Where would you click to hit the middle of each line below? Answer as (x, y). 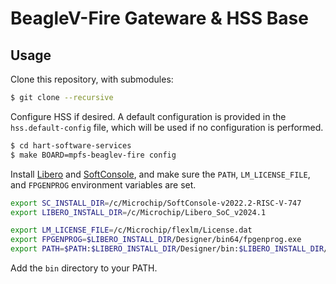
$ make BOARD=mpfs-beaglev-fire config (93, 155)
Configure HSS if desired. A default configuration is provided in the (148, 116)
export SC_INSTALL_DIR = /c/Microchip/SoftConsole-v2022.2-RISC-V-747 (156, 203)
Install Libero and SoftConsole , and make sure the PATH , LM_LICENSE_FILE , (160, 174)
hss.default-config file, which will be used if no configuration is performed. (167, 127)
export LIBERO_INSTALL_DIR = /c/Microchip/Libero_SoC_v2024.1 (138, 212)
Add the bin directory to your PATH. (84, 268)
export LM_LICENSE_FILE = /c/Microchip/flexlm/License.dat (131, 230)
